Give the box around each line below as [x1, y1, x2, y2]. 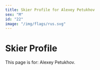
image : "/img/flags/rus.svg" [5, 21, 66, 26]
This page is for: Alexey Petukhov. [5, 59, 75, 65]
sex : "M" [5, 12, 23, 17]
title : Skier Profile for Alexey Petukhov [5, 7, 95, 12]
